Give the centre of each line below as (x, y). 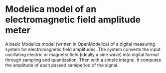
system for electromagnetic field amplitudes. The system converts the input (83, 49)
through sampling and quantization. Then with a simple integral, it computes (83, 60)
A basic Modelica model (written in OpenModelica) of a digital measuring (80, 44)
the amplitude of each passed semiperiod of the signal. (62, 65)
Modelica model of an (51, 9)
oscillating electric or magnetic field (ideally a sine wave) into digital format (82, 54)
